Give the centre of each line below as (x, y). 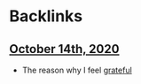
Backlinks (46, 16)
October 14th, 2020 (64, 49)
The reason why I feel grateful (77, 70)
